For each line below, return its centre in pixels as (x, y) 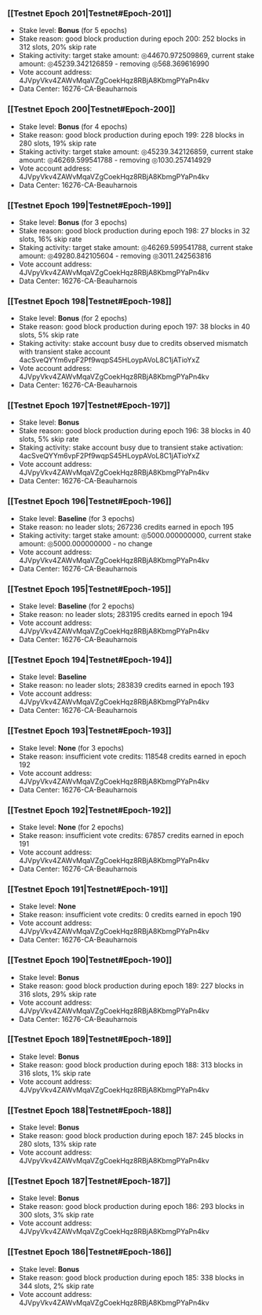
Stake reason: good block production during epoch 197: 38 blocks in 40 (134, 327)
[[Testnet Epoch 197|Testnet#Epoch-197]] (89, 406)
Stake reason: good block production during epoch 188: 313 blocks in (131, 1064)
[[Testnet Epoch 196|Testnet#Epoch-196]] (89, 501)
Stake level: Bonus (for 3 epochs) (73, 222)
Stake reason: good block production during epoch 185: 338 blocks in (131, 1277)
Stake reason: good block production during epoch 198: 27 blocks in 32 (134, 230)
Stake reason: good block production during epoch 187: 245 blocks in (131, 1136)
